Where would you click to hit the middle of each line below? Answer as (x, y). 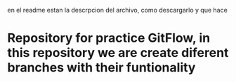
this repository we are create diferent (118, 53)
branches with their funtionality (101, 68)
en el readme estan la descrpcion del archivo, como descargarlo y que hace (118, 10)
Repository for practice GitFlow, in (109, 38)
